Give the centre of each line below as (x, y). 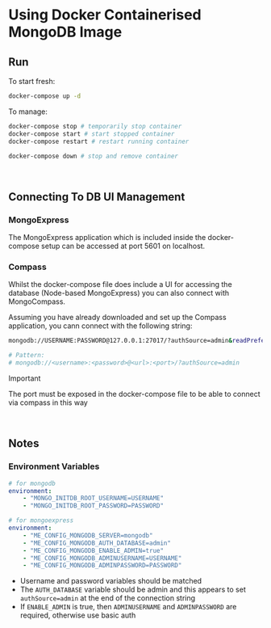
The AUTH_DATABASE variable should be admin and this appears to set (133, 590)
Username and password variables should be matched (111, 581)
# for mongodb (32, 483)
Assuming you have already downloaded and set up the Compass (118, 318)
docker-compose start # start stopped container (92, 134)
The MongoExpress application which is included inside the (107, 238)
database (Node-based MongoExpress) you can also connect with (119, 293)
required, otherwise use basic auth (78, 615)
